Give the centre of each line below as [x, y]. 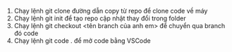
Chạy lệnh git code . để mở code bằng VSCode [82, 41]
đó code [26, 33]
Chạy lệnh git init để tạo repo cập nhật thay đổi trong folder [100, 18]
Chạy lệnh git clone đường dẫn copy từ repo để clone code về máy [111, 11]
